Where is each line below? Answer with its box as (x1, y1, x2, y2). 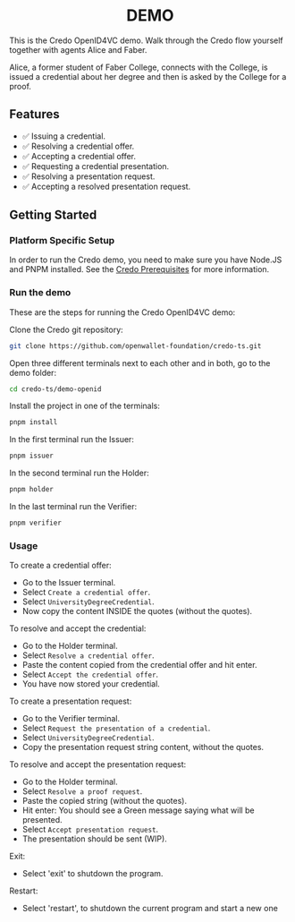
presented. (21, 815, 63, 825)
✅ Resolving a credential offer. (21, 141, 135, 151)
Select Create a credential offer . (21, 587, 151, 598)
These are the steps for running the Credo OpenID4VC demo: (9, 306, 236, 318)
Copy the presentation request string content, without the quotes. (21, 742, 265, 753)
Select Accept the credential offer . (21, 669, 159, 680)
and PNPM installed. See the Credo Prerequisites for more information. (9, 264, 270, 275)
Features (9, 107, 60, 122)
